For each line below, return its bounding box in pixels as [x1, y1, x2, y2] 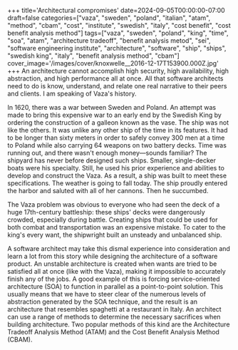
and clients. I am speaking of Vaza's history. [7, 89, 137, 98]
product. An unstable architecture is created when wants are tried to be [7, 259, 217, 268]
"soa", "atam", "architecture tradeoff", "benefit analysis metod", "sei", [7, 36, 212, 45]
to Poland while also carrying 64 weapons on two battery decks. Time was [7, 141, 227, 149]
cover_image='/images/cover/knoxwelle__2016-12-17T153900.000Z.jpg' [7, 59, 219, 67]
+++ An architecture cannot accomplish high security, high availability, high [7, 67, 229, 75]
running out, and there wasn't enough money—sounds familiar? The [7, 149, 207, 157]
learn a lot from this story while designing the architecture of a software [7, 252, 218, 260]
